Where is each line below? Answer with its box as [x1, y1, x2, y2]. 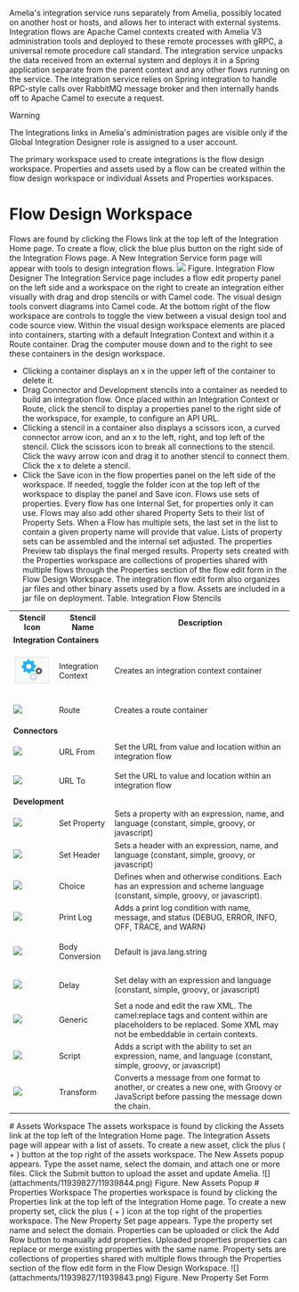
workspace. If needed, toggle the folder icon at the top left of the [21, 478, 261, 489]
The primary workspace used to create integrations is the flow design [9, 154, 264, 164]
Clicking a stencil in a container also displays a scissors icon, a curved [21, 422, 280, 433]
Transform [59, 1086, 98, 1097]
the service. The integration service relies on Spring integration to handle [9, 74, 278, 84]
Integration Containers [12, 634, 100, 645]
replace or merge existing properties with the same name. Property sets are [9, 1243, 287, 1255]
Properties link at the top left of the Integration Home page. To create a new [9, 1196, 287, 1206]
